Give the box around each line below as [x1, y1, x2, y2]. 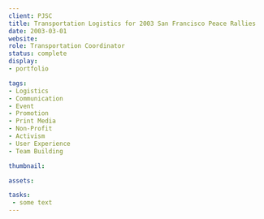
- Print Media [8, 117, 57, 126]
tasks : [8, 191, 31, 200]
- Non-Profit [8, 125, 53, 133]
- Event [8, 102, 35, 110]
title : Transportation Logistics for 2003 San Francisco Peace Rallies [8, 19, 256, 28]
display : [8, 58, 38, 66]
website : [8, 34, 38, 43]
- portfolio [8, 65, 49, 73]
